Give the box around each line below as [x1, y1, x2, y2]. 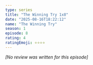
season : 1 [5, 26, 26, 31]
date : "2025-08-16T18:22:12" [5, 17, 66, 22]
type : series [5, 7, 33, 13]
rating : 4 [5, 36, 26, 41]
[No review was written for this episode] [5, 54, 88, 60]
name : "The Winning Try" [5, 21, 57, 27]
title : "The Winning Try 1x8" [5, 12, 69, 17]
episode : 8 [5, 31, 28, 36]
